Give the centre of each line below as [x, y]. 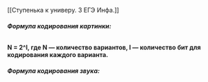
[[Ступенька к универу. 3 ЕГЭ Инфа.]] [63, 10]
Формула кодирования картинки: [59, 26]
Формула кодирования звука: [53, 71]
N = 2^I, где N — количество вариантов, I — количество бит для [104, 47]
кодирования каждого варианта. [58, 55]
